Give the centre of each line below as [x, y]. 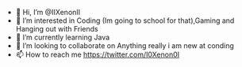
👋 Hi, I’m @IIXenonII [48, 12]
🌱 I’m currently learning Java [63, 37]
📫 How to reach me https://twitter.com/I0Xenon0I [98, 54]
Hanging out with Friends [57, 29]
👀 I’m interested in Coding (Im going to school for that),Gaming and [125, 20]
